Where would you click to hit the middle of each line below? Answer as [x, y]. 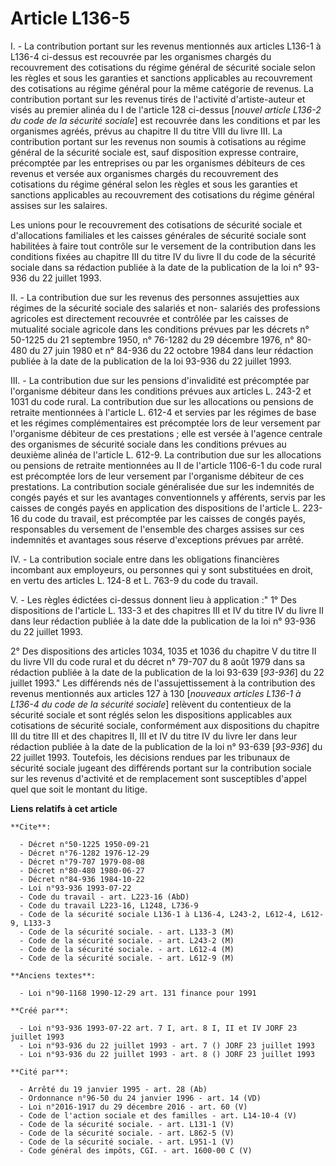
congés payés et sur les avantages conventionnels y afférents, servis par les [168, 497]
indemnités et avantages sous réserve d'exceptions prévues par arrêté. [157, 539]
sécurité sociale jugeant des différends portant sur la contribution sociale [161, 768]
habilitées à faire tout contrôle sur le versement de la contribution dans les [163, 246]
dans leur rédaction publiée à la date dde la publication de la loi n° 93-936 [163, 621]
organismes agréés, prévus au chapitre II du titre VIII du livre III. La [146, 131]
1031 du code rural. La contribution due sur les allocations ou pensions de [162, 401]
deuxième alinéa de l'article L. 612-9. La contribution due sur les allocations [166, 454]
